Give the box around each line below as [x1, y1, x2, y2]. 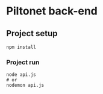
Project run [6, 58, 40, 66]
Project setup [6, 28, 58, 39]
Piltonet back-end [6, 4, 98, 18]
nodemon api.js [6, 83, 45, 89]
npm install [6, 44, 36, 50]
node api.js [6, 72, 36, 78]
